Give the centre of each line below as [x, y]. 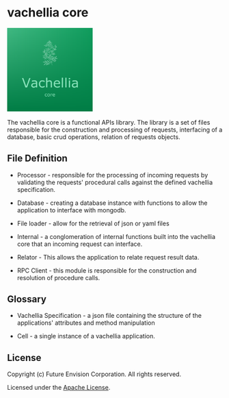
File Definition [38, 159]
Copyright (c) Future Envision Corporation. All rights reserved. [94, 374]
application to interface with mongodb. [71, 210]
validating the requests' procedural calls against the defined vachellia [115, 182]
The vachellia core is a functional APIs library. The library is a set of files [109, 122]
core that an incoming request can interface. [80, 244]
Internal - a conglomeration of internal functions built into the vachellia [116, 236]
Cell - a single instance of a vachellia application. [86, 336]
